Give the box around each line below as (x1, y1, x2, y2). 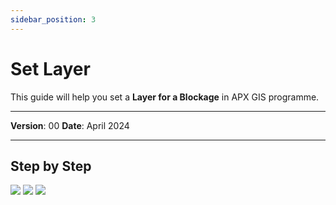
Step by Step (10, 157, 92, 175)
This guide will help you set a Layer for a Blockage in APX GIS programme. (10, 91, 320, 103)
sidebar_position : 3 (10, 14, 97, 25)
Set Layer (10, 57, 91, 80)
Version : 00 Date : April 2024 (10, 119, 130, 131)
